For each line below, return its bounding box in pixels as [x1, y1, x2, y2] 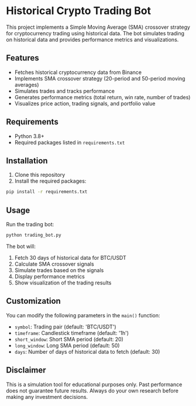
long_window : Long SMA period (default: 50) [14, 342, 120, 349]
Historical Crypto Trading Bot [6, 4, 151, 18]
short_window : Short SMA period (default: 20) [14, 335, 124, 343]
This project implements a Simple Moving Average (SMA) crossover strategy [6, 24, 190, 31]
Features [6, 53, 39, 63]
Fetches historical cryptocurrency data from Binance [14, 69, 142, 76]
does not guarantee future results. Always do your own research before [6, 387, 178, 394]
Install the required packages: [14, 177, 87, 184]
